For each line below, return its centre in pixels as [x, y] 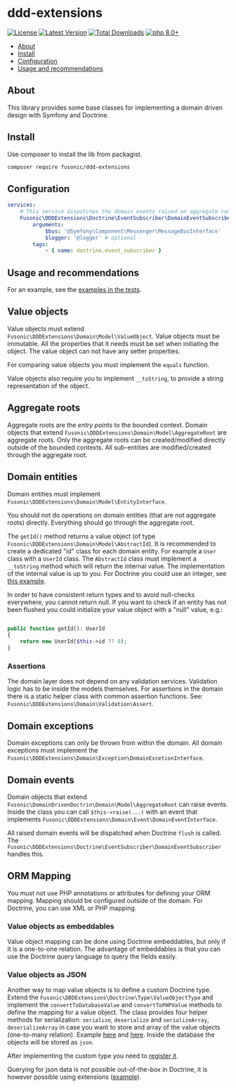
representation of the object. [48, 385]
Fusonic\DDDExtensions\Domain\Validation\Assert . [81, 704]
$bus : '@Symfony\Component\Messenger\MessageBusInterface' [133, 231]
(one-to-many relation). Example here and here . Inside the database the [111, 1035]
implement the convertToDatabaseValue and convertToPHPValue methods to [115, 1005]
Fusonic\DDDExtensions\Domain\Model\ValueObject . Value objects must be [113, 336]
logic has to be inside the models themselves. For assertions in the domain [115, 689]
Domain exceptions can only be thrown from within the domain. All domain [115, 743]
